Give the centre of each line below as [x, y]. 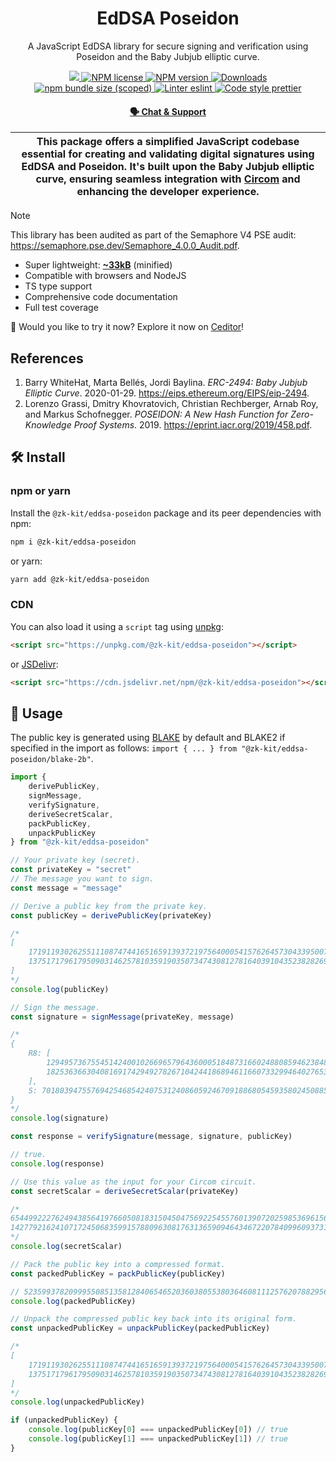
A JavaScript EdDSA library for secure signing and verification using [168, 46]
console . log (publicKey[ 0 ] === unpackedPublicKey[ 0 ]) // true [158, 1430]
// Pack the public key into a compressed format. [118, 1264]
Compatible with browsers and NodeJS [105, 276]
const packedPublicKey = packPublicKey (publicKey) [118, 1273]
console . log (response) [57, 1163]
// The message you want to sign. [82, 879]
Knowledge [48, 424]
